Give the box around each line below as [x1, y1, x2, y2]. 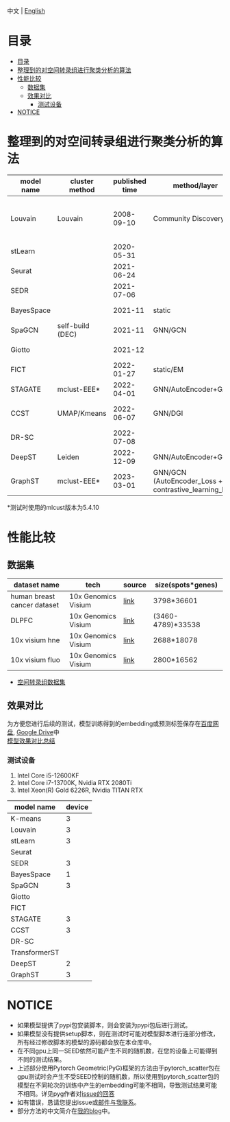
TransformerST [10, 947, 60, 957]
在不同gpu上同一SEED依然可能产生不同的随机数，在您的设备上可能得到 [16, 1047, 218, 1055]
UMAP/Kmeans [57, 408, 107, 418]
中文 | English [7, 7, 46, 14]
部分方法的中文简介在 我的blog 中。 [16, 1106, 114, 1114]
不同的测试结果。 [16, 1055, 66, 1063]
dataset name [13, 580, 60, 589]
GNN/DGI [153, 408, 183, 418]
